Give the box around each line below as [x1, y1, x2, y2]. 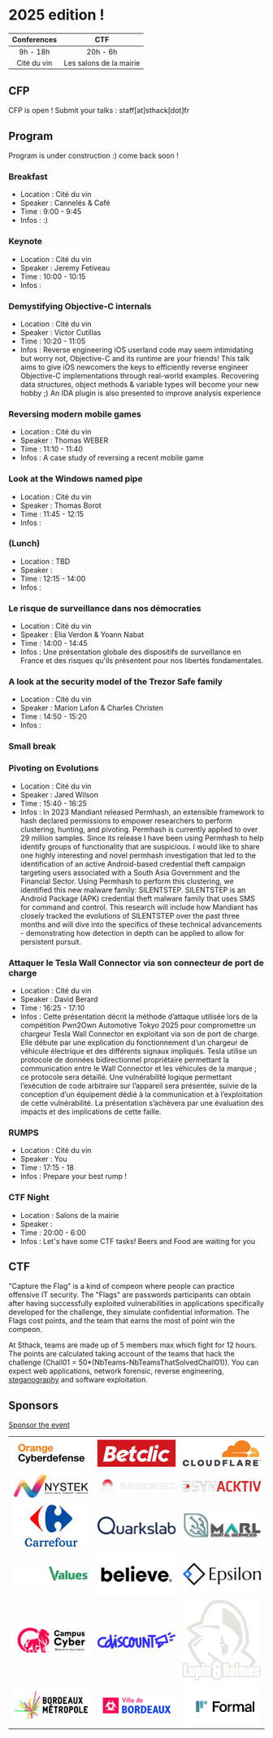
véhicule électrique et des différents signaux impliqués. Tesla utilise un [19, 1046, 258, 1055]
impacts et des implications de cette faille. [19, 1107, 162, 1116]
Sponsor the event [8, 1420, 71, 1430]
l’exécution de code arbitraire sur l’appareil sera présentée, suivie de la [19, 1081, 258, 1090]
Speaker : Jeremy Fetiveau [19, 263, 110, 273]
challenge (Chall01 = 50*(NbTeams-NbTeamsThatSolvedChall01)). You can [8, 1357, 259, 1368]
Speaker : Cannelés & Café [19, 198, 110, 208]
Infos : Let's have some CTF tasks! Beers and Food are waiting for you [19, 1236, 256, 1246]
